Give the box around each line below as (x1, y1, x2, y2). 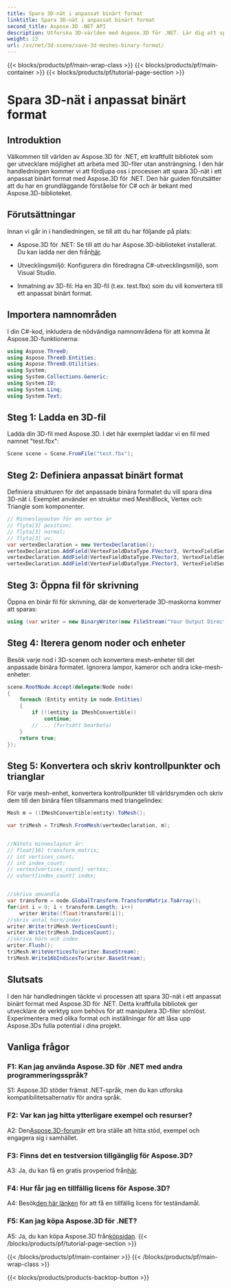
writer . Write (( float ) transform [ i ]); (19, 910, 125, 917)
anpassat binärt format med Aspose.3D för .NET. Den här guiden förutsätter (7, 175, 221, 182)
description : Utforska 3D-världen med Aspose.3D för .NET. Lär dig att (7, 29, 217, 36)
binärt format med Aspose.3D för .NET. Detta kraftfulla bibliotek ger (7, 999, 198, 1007)
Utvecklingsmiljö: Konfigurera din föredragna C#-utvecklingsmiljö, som (16, 261, 219, 269)
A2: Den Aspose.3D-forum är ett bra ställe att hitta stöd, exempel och (7, 1126, 200, 1135)
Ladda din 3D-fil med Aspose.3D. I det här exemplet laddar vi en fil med (7, 430, 210, 438)
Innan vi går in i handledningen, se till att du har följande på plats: (7, 227, 192, 235)
